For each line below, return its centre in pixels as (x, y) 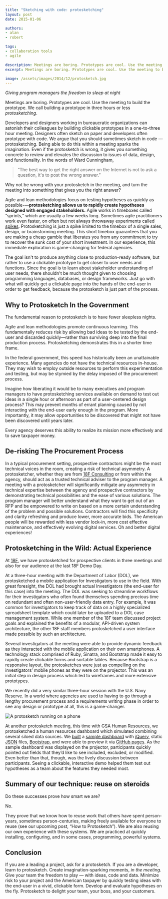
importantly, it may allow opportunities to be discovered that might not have (83, 415)
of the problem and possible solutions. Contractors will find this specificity (82, 511)
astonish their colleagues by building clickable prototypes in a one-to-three (83, 128)
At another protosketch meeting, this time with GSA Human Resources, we (82, 726)
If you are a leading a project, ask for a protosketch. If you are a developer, (82, 864)
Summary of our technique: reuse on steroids (77, 784)
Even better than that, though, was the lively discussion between (72, 758)
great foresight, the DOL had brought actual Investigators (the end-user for (82, 586)
